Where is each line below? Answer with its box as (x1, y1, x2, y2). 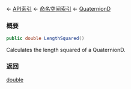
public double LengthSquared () (6, 35, 85, 42)
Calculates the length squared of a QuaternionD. (6, 47, 126, 54)
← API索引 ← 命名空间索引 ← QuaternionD (6, 5, 111, 12)
